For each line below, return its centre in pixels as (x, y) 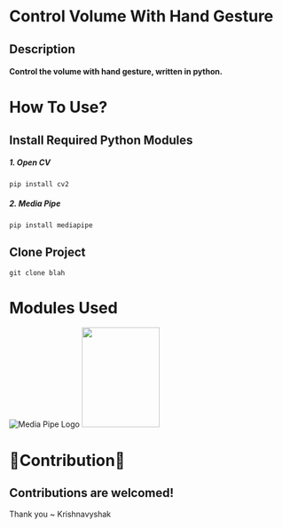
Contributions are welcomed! (92, 493)
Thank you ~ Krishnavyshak (60, 514)
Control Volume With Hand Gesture (141, 16)
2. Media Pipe (35, 204)
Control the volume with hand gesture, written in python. (116, 72)
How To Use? (59, 107)
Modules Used (63, 307)
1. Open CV (30, 162)
